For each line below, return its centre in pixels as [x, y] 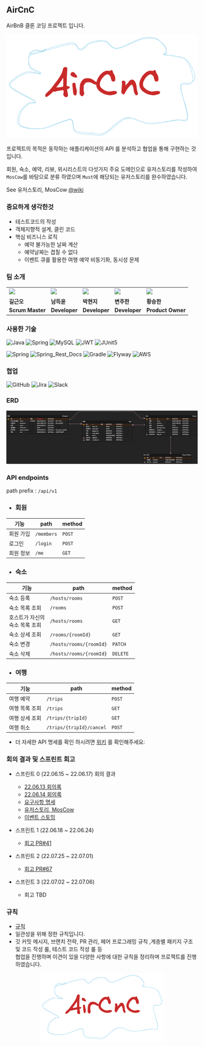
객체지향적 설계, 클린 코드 [45, 229]
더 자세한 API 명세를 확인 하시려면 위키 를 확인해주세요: [80, 742]
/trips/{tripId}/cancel [76, 728]
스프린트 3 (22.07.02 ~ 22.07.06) [55, 882]
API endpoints [28, 477]
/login [44, 544]
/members [46, 534]
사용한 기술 [22, 329]
